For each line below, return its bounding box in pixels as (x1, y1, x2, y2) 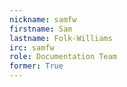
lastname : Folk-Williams (9, 33, 113, 43)
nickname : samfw (9, 14, 77, 25)
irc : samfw (9, 42, 55, 53)
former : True (9, 61, 64, 71)
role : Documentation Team (9, 52, 117, 62)
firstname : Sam (9, 24, 73, 34)
